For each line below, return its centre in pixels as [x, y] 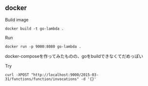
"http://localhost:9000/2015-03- [65, 75]
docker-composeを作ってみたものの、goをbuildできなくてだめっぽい [74, 56]
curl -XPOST [17, 75]
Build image [17, 19]
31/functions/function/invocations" [42, 79]
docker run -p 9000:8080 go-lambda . [43, 46]
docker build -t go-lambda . [34, 29]
